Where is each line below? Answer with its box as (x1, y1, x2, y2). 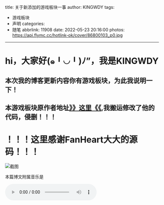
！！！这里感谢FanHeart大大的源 (5, 134, 138, 145)
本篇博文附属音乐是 (5, 174, 44, 180)
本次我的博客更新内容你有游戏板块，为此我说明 (5, 76, 146, 84)
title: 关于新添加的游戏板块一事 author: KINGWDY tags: (5, 4, 115, 10)
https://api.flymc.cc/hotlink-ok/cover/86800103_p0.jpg (12, 32, 123, 38)
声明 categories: (12, 21, 45, 26)
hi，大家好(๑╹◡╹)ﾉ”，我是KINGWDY (5, 56, 159, 67)
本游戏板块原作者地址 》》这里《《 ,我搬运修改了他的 (5, 103, 155, 112)
